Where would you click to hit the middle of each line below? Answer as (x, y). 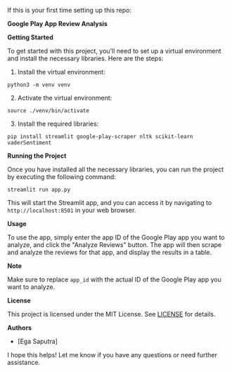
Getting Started (31, 37)
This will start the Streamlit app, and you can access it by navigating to (110, 202)
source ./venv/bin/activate (49, 111)
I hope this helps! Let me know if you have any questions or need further (112, 355)
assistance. (24, 362)
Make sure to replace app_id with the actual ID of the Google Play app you (114, 279)
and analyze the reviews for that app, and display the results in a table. (110, 252)
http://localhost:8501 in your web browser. (72, 210)
